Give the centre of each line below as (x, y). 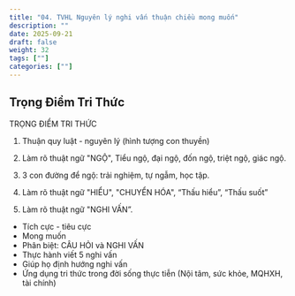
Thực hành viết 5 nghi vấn (69, 254)
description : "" (39, 26)
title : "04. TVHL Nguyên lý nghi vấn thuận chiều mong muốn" (124, 17)
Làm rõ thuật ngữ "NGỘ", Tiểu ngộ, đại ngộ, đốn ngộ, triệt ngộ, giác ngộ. (154, 158)
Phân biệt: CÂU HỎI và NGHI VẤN (83, 245)
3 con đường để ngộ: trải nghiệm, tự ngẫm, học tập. (116, 175)
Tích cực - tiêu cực (57, 226)
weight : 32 (29, 50)
